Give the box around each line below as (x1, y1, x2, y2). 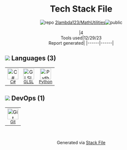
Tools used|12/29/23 (60, 35, 102, 41)
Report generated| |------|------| (48, 40, 114, 46)
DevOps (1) (11, 94, 45, 102)
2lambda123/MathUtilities (55, 19, 106, 25)
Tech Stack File (50, 3, 113, 15)
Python (39, 79, 53, 84)
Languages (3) (11, 54, 56, 63)
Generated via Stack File (56, 139, 106, 145)
